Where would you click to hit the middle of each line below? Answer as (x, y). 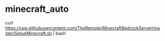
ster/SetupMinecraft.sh (28, 33)
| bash (59, 33)
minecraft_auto (37, 9)
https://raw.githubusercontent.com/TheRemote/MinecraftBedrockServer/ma (82, 28)
